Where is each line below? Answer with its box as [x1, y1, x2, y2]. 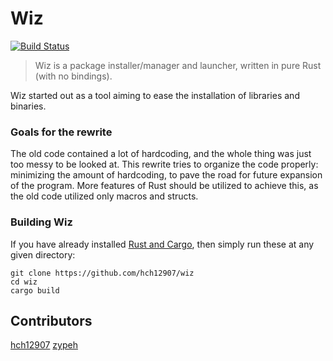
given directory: [10, 248, 76, 261]
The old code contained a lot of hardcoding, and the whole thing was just [10, 148, 312, 160]
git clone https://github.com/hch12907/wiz [10, 268, 195, 278]
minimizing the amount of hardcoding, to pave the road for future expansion [10, 169, 323, 181]
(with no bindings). [34, 70, 113, 82]
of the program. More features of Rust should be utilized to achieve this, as [10, 180, 319, 192]
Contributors [10, 312, 93, 329]
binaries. [10, 100, 47, 112]
